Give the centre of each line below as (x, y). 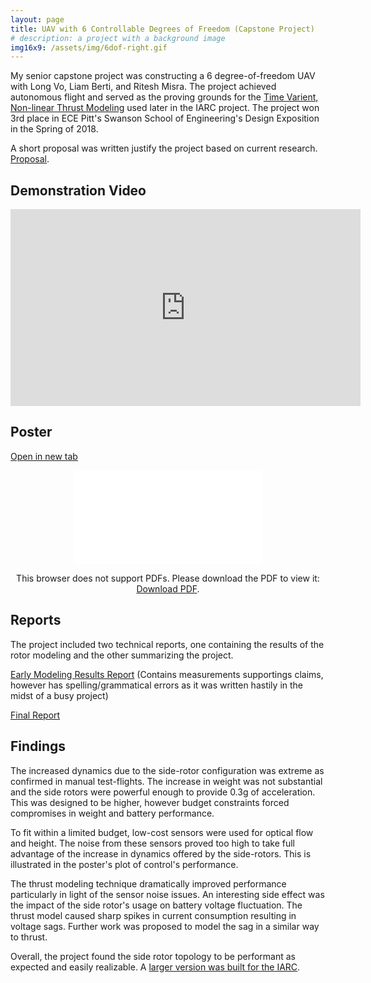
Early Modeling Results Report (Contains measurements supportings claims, (167, 674)
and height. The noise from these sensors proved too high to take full (153, 843)
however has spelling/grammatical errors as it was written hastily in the (157, 685)
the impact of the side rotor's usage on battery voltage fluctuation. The (156, 905)
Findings (38, 746)
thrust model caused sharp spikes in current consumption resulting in (153, 915)
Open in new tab (44, 456)
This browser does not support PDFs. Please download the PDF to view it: (168, 578)
